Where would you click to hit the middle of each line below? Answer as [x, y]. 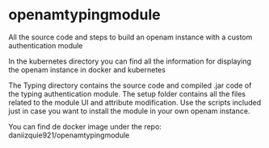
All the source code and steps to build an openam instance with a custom [130, 37]
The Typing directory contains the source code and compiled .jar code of [130, 85]
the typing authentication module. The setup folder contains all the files [127, 93]
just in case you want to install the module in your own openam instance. [129, 111]
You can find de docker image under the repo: [85, 126]
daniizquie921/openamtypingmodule [69, 135]
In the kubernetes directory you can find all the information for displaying [130, 61]
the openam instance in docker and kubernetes [87, 69]
